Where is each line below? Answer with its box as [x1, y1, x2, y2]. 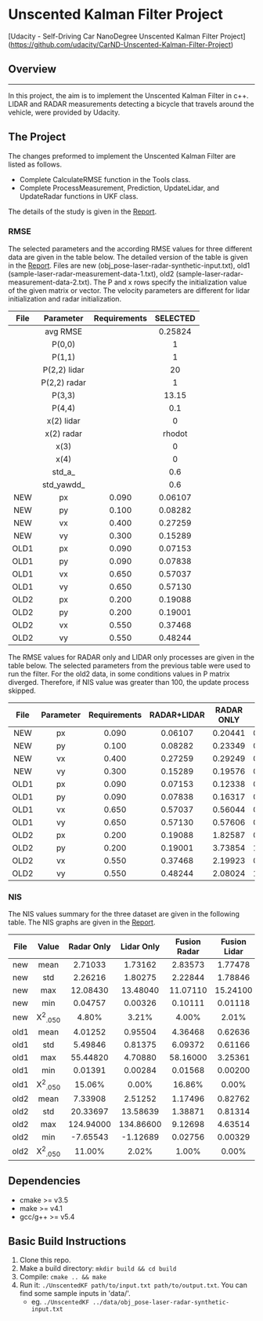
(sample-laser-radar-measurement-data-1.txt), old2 [8, 269, 175, 278]
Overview [8, 63, 57, 76]
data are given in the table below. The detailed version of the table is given [8, 252, 248, 262]
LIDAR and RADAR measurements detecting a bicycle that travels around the [8, 99, 254, 108]
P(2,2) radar [41, 377, 87, 388]
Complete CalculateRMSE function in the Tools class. [19, 174, 191, 184]
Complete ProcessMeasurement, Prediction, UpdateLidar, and [19, 183, 220, 192]
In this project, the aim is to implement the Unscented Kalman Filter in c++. [8, 90, 249, 100]
